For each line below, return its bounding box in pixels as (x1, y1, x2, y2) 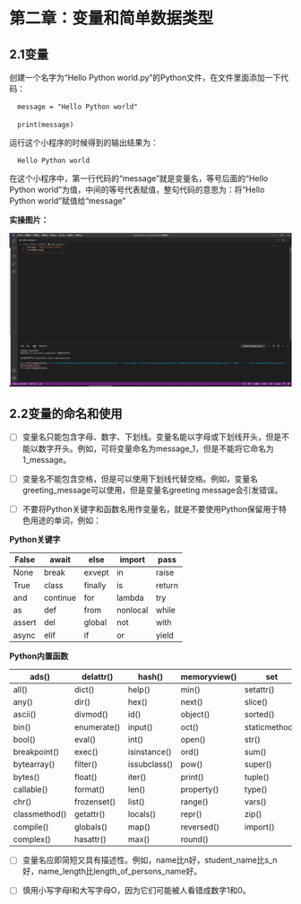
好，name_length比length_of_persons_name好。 (21, 866, 202, 877)
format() (74, 784, 106, 795)
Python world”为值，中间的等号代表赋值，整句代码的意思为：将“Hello (9, 185, 265, 195)
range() (180, 796, 209, 807)
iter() (128, 771, 147, 782)
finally (83, 579, 107, 590)
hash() (137, 671, 164, 682)
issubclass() (128, 759, 174, 769)
